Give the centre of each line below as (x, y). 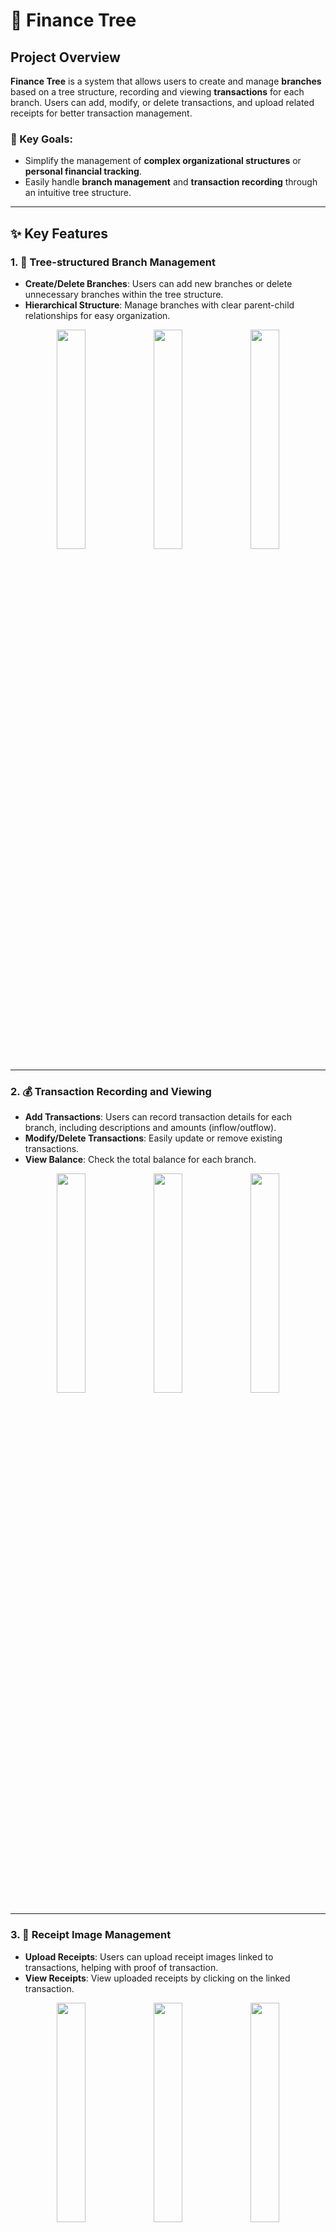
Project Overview (65, 57)
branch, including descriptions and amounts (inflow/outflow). (150, 1128)
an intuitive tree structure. (78, 193)
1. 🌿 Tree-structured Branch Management (113, 262)
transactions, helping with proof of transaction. (121, 1967)
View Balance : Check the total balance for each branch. (140, 1160)
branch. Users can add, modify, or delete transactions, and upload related (162, 102)
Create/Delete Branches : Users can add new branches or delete (158, 283)
